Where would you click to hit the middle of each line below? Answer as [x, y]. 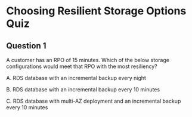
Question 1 [26, 46]
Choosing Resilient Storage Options [96, 11]
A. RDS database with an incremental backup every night [76, 78]
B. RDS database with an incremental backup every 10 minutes [83, 90]
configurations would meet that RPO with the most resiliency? [82, 66]
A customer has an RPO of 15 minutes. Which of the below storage [88, 60]
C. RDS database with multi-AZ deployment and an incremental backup [94, 101]
